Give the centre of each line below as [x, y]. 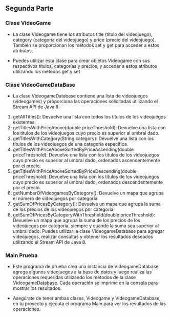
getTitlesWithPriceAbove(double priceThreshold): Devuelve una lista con [89, 127]
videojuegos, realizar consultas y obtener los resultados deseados [83, 236]
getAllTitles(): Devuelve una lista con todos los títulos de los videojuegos [89, 116]
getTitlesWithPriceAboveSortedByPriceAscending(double [73, 149]
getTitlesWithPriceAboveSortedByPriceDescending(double [74, 171]
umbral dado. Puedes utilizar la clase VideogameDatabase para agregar [89, 231]
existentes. [24, 122]
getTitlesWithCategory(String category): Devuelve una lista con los [83, 138]
